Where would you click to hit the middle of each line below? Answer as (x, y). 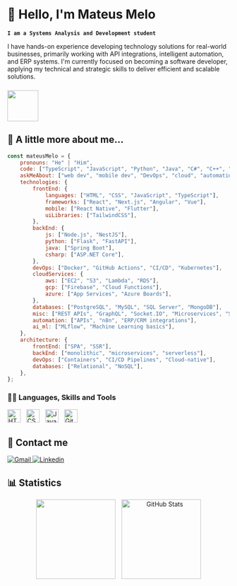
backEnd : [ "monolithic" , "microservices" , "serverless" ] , (120, 353)
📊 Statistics (35, 482)
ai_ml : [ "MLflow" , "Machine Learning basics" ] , (104, 327)
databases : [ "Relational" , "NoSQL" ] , (88, 366)
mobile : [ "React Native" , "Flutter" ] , (102, 209)
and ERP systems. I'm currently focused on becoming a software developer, (117, 61)
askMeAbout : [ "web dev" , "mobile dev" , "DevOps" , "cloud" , (109, 176)
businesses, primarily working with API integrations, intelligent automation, (116, 54)
